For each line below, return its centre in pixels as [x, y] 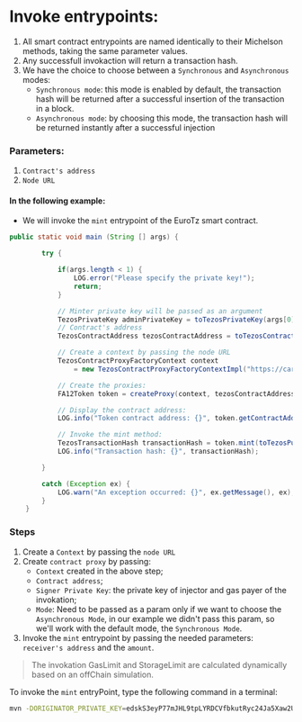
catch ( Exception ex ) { [86, 483]
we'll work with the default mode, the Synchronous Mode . [139, 628]
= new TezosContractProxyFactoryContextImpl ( [160, 369]
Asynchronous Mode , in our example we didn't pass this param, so [155, 618]
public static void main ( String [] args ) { [94, 237]
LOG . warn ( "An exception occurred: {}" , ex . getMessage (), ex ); [176, 492]
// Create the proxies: [102, 385]
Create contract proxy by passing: [86, 561]
